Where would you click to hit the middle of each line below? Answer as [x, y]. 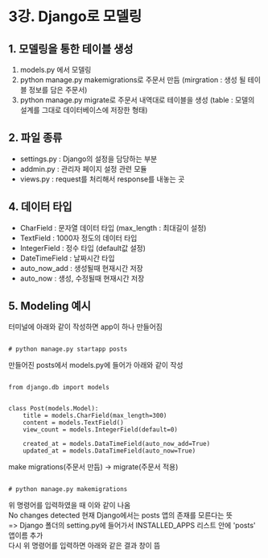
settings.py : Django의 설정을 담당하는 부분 [89, 159]
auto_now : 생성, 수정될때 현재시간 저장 [82, 278]
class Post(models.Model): [54, 409]
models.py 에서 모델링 [56, 70]
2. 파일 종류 [35, 138]
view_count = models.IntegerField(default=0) [101, 430]
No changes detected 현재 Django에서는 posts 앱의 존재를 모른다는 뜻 [121, 515]
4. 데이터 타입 [40, 207]
